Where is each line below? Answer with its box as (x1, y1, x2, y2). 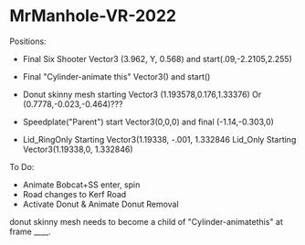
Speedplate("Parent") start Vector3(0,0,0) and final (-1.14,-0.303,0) (22, 116, 274, 127)
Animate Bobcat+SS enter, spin (22, 179, 141, 190)
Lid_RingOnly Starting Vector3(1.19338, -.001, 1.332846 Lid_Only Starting (22, 133, 297, 144)
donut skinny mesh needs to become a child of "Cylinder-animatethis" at (9, 216, 283, 227)
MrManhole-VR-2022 (9, 5, 176, 27)
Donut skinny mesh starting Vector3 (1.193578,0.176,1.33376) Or (22, 89, 262, 100)
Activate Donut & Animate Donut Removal (22, 198, 180, 209)
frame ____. (9, 226, 52, 237)
